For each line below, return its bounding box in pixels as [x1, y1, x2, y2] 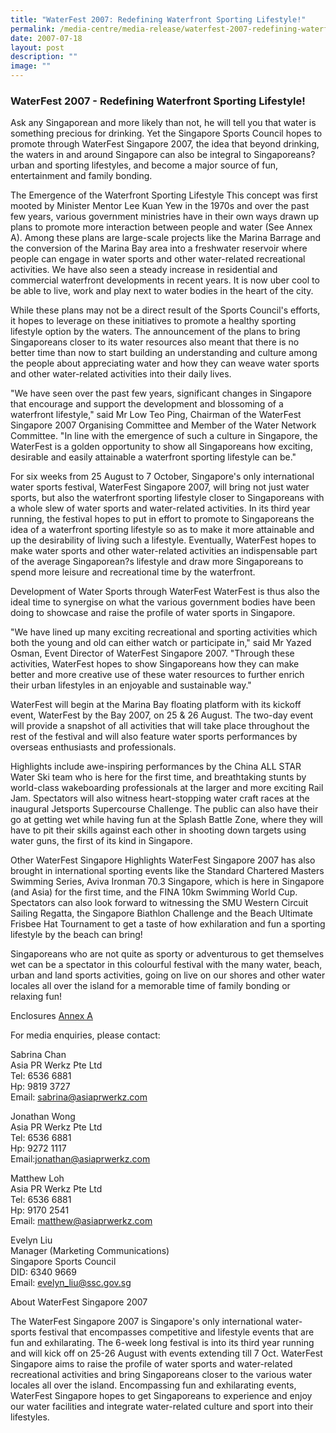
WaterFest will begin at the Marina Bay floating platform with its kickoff [10, 699, 302, 711]
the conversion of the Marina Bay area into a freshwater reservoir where [10, 242, 308, 255]
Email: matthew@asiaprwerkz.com [10, 1215, 153, 1227]
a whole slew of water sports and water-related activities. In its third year [10, 502, 311, 515]
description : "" [10, 52, 78, 62]
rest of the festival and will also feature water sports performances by [10, 731, 298, 743]
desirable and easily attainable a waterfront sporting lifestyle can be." [10, 451, 297, 463]
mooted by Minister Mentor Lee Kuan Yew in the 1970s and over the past [10, 200, 310, 212]
